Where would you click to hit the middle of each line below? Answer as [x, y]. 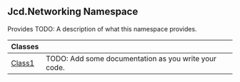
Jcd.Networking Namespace [73, 12]
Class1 [22, 63]
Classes [25, 46]
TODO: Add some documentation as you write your [131, 58]
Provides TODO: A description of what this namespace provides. [102, 29]
